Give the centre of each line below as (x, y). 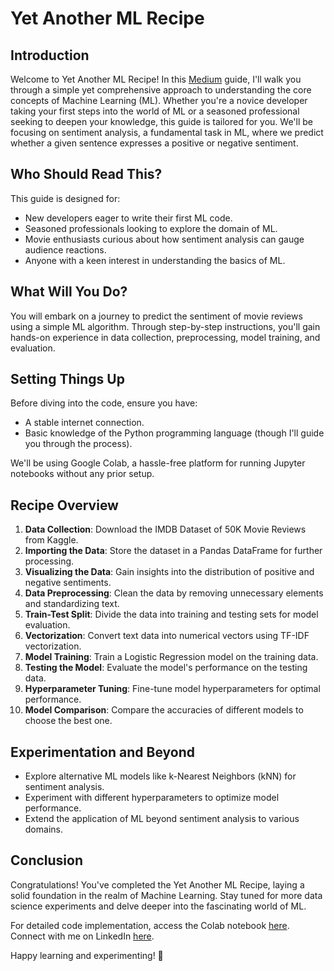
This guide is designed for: (65, 198)
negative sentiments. (68, 583)
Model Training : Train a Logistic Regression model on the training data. (171, 657)
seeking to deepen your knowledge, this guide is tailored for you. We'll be (161, 121)
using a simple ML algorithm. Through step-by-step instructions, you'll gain (165, 326)
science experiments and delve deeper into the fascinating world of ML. (158, 906)
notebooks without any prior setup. (82, 474)
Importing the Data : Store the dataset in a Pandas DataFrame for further (173, 551)
